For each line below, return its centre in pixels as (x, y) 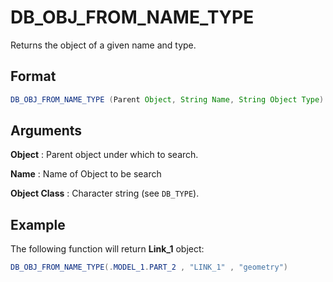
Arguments (46, 131)
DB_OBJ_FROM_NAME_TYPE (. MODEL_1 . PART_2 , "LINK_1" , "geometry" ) (149, 267)
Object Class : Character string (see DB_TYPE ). (105, 193)
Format (33, 76)
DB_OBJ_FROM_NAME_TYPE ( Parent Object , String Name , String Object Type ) (167, 99)
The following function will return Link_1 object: (107, 249)
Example (38, 224)
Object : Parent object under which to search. (104, 155)
